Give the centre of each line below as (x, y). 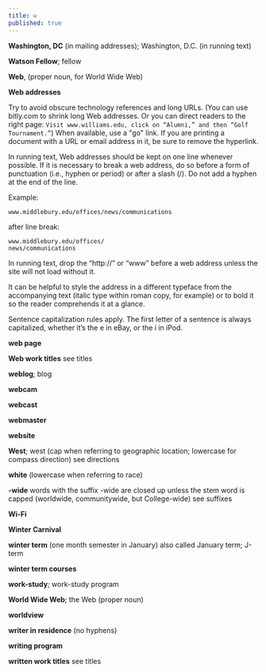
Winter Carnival (35, 529)
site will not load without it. (52, 271)
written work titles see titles (55, 661)
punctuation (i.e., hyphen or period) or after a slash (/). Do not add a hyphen (133, 173)
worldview (26, 615)
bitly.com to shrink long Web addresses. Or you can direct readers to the (127, 115)
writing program (36, 646)
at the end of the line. (43, 182)
